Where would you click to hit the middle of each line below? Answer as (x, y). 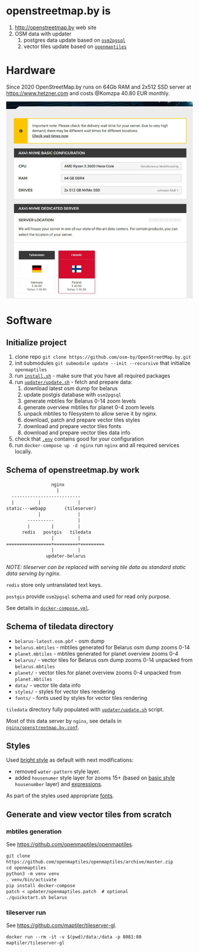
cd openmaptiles (26, 868)
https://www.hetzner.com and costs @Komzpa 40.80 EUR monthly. (88, 93)
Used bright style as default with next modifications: (70, 760)
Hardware (31, 70)
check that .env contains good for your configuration (79, 439)
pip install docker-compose (41, 886)
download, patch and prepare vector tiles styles (82, 420)
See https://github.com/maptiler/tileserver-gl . (61, 925)
